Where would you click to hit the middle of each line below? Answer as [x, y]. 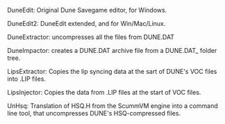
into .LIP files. [27, 79]
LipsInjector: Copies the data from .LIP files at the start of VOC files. [104, 92]
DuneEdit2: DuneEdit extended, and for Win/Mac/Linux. [86, 23]
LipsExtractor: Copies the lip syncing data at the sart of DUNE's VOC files [112, 71]
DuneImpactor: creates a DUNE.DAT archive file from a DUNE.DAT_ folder [112, 51]
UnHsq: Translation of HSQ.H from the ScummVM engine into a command [112, 106]
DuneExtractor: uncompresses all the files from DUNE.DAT [91, 37]
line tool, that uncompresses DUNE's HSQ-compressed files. [94, 113]
